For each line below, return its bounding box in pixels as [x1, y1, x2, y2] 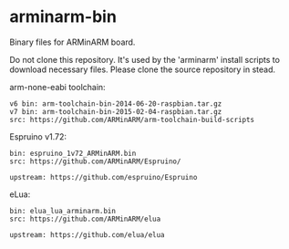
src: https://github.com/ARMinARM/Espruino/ [9, 157, 181, 166]
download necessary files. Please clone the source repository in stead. [9, 64, 276, 75]
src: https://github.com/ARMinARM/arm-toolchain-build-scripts [9, 115, 255, 124]
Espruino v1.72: [9, 130, 67, 142]
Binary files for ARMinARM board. [9, 36, 136, 47]
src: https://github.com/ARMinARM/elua [9, 214, 161, 223]
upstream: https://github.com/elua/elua [9, 230, 166, 239]
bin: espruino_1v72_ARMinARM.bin [9, 149, 137, 158]
